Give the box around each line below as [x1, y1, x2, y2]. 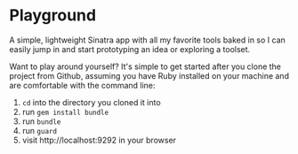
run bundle [21, 116, 61, 127]
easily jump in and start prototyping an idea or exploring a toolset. [9, 43, 251, 54]
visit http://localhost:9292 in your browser [21, 135, 176, 145]
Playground [9, 5, 96, 26]
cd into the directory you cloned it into [21, 96, 162, 107]
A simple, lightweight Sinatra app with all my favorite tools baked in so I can [9, 35, 286, 45]
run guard [21, 125, 58, 135]
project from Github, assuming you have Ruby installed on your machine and [9, 70, 289, 81]
